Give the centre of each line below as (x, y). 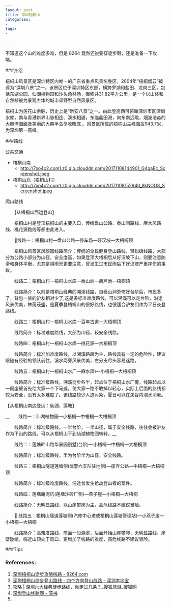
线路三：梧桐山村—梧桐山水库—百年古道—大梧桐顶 (67, 322)
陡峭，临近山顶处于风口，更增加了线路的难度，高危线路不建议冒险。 (81, 539)
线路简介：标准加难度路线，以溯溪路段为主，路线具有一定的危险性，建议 (90, 354)
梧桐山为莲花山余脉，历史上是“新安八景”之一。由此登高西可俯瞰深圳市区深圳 (85, 111)
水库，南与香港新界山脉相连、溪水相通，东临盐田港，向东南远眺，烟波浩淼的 (85, 117)
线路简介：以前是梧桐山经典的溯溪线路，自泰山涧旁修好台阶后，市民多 (88, 292)
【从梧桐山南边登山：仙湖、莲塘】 (41, 406)
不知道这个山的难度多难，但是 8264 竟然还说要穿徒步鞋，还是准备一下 (79, 53)
